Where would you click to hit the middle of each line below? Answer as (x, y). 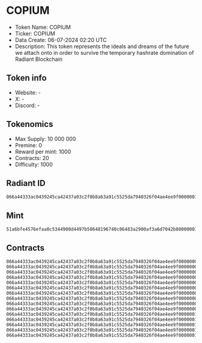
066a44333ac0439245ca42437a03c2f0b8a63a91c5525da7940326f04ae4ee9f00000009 (103, 277)
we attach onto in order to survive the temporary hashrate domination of (104, 52)
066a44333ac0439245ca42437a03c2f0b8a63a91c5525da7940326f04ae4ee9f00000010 (103, 314)
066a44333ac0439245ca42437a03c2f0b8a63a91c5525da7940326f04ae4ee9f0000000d (103, 298)
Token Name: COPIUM (43, 27)
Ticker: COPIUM (35, 33)
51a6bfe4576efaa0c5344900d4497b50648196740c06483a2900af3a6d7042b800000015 (103, 229)
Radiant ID (26, 183)
